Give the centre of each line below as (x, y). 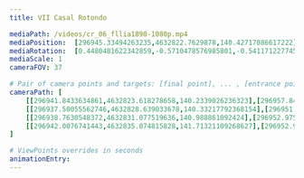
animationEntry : (40, 159)
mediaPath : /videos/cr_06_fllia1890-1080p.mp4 (99, 34)
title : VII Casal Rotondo (58, 18)
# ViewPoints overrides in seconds (76, 151)
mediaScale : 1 (36, 60)
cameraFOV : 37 (36, 68)
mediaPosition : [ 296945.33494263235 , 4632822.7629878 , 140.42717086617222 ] (153, 42)
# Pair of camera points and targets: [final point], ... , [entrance (145, 84)
